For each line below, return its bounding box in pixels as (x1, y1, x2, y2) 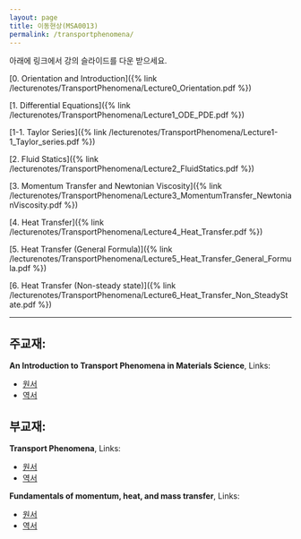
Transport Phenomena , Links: (9, 443, 121, 453)
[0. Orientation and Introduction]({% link (9, 73, 158, 84)
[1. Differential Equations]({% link (9, 100, 132, 111)
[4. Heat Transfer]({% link (9, 217, 105, 228)
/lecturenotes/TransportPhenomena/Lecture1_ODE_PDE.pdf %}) (9, 109, 245, 121)
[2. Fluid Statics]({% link (9, 154, 99, 165)
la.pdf (9, 263, 31, 274)
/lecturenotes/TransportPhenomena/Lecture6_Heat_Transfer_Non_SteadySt (9, 290, 288, 301)
